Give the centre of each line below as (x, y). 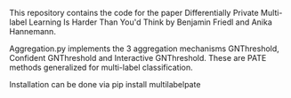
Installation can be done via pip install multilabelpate (105, 84)
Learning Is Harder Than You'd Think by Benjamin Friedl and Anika (151, 22)
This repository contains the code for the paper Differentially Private (134, 13)
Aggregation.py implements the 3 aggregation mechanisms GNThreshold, (145, 49)
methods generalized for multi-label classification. (101, 67)
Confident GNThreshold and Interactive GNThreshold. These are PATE (138, 58)
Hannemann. (32, 31)
